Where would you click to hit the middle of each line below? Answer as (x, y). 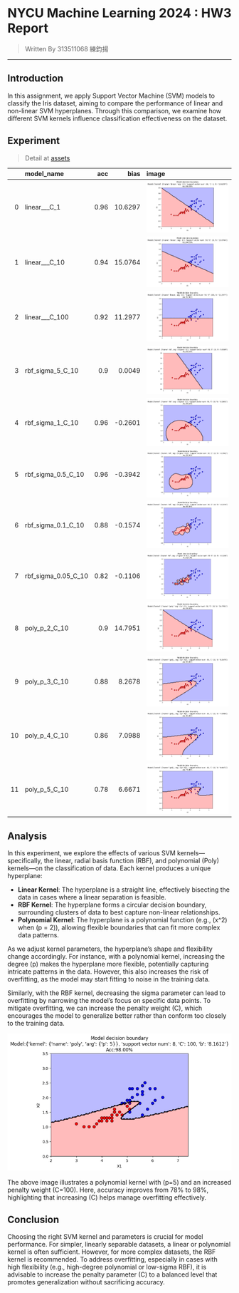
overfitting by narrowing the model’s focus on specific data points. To (109, 1000)
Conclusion (33, 1219)
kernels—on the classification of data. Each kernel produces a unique (109, 868)
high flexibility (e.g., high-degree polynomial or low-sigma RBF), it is (107, 1267)
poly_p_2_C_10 (47, 628)
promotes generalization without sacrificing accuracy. (86, 1282)
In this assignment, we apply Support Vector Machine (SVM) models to (111, 96)
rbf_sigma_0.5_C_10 (54, 474)
